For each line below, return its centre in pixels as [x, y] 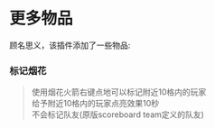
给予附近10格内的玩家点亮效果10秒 [95, 104]
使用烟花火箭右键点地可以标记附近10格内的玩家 [119, 92]
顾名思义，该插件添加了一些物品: [70, 45]
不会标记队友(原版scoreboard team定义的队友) [118, 114]
